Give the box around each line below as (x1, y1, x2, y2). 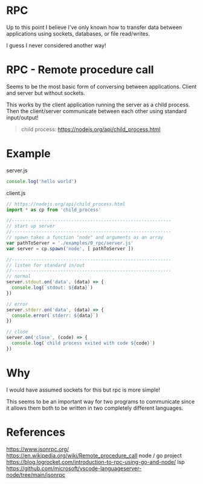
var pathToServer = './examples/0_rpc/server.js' (6, 240, 134, 246)
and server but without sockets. (6, 89, 86, 97)
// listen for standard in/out (6, 262, 85, 268)
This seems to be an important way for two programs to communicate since (6, 398, 195, 405)
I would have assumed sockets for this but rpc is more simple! (6, 386, 161, 393)
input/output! (6, 114, 39, 121)
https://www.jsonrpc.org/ (6, 445, 69, 453)
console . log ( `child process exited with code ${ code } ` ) (11, 340, 155, 346)
